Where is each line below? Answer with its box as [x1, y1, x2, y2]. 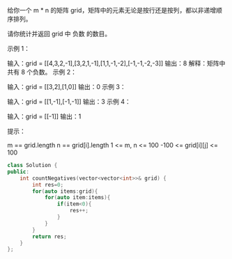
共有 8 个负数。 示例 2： [7, 68, 77, 76]
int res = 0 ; [32, 181, 64, 188]
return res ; [32, 233, 68, 240]
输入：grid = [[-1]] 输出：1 [7, 112, 82, 120]
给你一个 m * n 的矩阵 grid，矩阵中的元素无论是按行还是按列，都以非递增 [7, 6, 217, 14]
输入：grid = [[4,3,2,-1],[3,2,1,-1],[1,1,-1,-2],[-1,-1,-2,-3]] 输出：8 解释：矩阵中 [7, 59, 226, 68]
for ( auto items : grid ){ [32, 187, 98, 195]
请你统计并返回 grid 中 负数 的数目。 [7, 30, 111, 38]
